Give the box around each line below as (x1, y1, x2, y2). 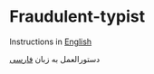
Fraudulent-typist (9, 6, 146, 27)
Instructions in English (9, 36, 92, 47)
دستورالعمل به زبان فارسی (9, 53, 101, 64)
